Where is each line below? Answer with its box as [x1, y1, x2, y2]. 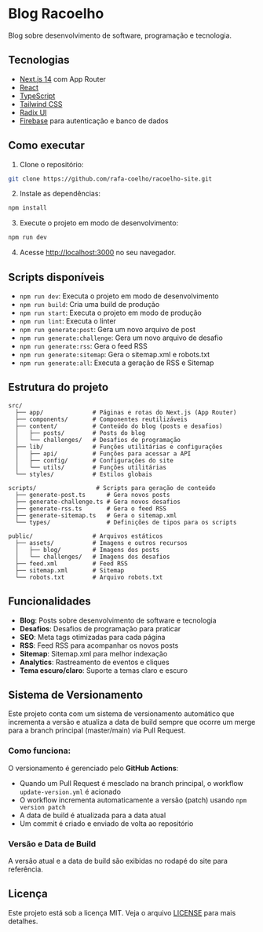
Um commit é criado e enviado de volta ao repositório [19, 818, 194, 828]
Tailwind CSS [19, 99, 63, 108]
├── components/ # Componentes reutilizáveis [15, 415, 188, 423]
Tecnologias [8, 53, 70, 67]
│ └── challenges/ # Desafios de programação [15, 436, 181, 444]
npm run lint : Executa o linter [19, 316, 116, 326]
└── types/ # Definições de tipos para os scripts [15, 518, 237, 526]
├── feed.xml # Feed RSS [15, 559, 128, 568]
